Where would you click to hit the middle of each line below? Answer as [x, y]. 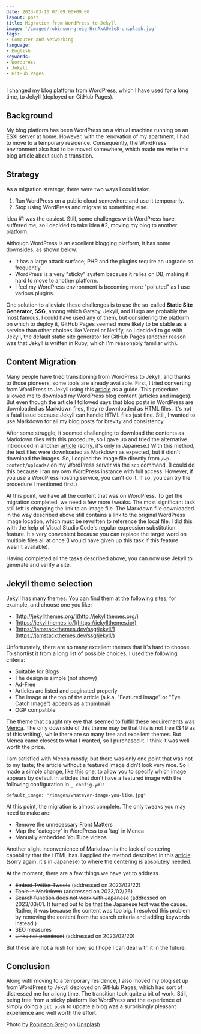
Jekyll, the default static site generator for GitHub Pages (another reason [96, 337]
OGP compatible [35, 709]
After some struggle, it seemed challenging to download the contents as [95, 433]
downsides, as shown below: [42, 249]
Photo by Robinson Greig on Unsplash [53, 1024]
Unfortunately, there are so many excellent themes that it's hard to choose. [99, 647]
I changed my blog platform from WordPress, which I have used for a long [97, 90]
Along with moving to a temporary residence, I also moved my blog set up [97, 981]
